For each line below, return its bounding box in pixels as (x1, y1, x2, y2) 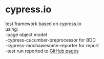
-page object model (5, 31, 47, 37)
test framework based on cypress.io (5, 21, 81, 27)
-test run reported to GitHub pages (5, 48, 79, 54)
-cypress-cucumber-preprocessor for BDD (5, 37, 96, 43)
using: (5, 26, 18, 32)
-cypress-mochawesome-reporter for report (5, 42, 99, 48)
